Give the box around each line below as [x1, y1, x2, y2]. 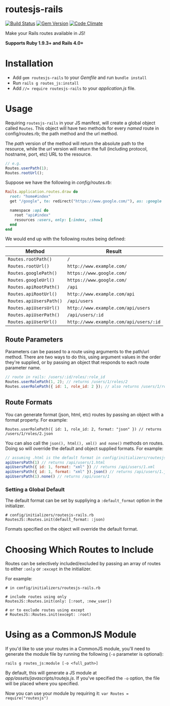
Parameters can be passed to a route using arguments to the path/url [5, 349, 149, 355]
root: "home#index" [10, 194, 51, 199]
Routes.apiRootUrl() [8, 291, 57, 297]
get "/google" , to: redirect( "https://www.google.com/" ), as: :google [10, 199, 162, 204]
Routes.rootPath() [8, 256, 52, 262]
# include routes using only [5, 594, 67, 600]
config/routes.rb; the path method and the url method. [5, 130, 118, 136]
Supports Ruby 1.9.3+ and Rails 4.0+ [5, 40, 84, 46]
